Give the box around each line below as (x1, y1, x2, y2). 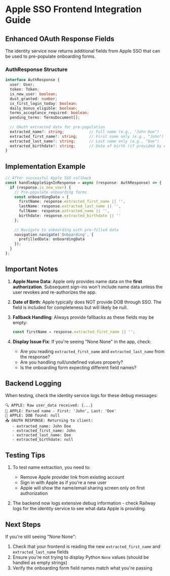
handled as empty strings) (12, 560, 67, 566)
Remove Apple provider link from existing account (20, 474, 124, 480)
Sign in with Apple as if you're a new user (20, 480, 107, 486)
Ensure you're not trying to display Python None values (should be (12, 554, 149, 560)
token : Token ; (10, 87, 39, 92)
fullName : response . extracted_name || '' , (18, 209, 110, 214)
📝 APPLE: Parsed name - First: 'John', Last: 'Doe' (5, 409, 116, 414)
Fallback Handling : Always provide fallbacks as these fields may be (12, 314, 154, 320)
